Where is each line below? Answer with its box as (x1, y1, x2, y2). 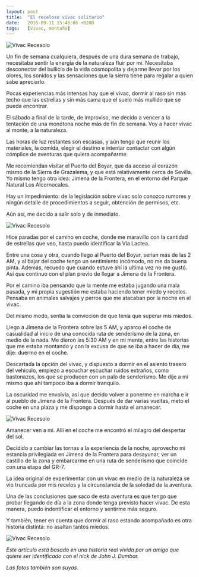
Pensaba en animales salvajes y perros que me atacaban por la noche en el (6, 295, 191, 302)
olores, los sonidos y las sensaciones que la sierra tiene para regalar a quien (6, 72, 193, 79)
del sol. (6, 433, 24, 440)
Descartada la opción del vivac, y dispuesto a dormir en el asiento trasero (6, 361, 187, 368)
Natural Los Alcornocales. (6, 181, 70, 188)
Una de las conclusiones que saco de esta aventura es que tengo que (6, 493, 177, 500)
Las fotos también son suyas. (6, 564, 79, 571)
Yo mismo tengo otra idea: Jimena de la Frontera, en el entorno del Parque (6, 175, 188, 182)
